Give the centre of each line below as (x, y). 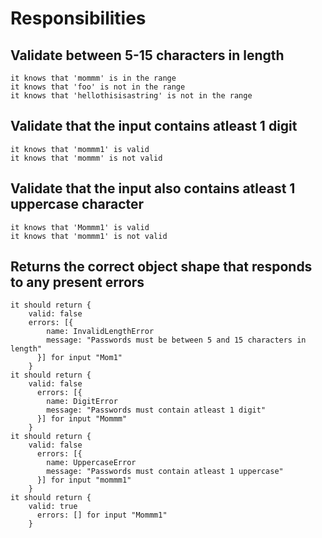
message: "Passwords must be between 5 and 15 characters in (176, 340)
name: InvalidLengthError (100, 332)
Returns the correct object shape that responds (161, 267)
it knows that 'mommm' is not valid (86, 158)
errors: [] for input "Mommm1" (102, 515)
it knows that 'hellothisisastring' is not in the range (131, 96)
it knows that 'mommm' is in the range (93, 78)
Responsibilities (78, 18)
